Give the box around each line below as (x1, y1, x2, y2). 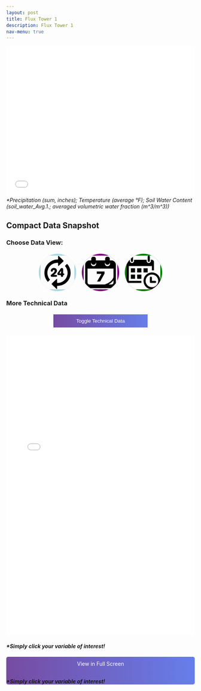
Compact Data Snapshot (6, 220, 100, 231)
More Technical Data (6, 299, 68, 308)
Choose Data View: (6, 238, 63, 247)
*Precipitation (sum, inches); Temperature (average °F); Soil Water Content (6, 196, 193, 204)
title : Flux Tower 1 (6, 16, 58, 22)
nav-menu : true (6, 29, 44, 35)
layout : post (6, 10, 39, 16)
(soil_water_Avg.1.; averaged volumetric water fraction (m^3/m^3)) (6, 203, 170, 210)
